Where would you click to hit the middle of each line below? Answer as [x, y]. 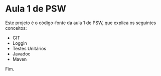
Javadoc [22, 54]
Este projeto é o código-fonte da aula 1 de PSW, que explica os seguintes [81, 23]
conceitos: [16, 28]
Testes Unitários [29, 48]
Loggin [20, 43]
